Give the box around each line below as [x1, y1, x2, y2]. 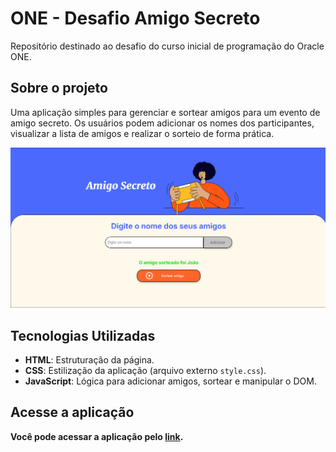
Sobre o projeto [10, 80, 108, 97]
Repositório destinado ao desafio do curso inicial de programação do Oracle [10, 40, 325, 52]
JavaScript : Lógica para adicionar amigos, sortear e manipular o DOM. [24, 375, 317, 387]
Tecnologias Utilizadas [10, 327, 156, 344]
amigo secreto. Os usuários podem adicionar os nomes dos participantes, [10, 117, 315, 129]
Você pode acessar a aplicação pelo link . [10, 430, 184, 442]
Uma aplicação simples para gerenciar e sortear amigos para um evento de [10, 106, 321, 118]
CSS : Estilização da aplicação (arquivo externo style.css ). [24, 364, 267, 376]
